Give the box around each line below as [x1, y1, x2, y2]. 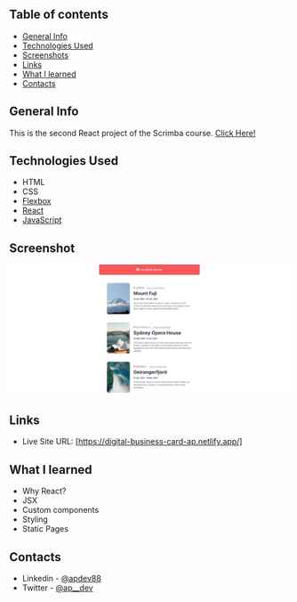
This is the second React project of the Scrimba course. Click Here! [9, 127, 256, 138]
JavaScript [21, 215, 62, 225]
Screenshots [21, 49, 69, 61]
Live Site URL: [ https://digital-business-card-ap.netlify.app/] [21, 436, 243, 447]
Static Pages [21, 524, 69, 534]
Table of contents [9, 7, 108, 22]
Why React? [21, 485, 67, 497]
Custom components [21, 505, 100, 516]
